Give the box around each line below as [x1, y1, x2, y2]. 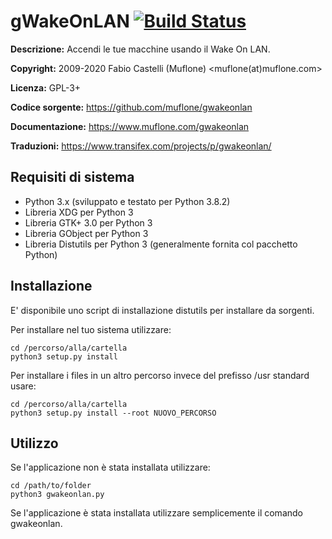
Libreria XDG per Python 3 [24, 206, 134, 218]
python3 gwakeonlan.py [10, 490, 105, 500]
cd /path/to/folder [10, 481, 92, 491]
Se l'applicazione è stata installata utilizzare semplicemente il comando [10, 507, 303, 519]
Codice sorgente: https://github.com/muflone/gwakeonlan [10, 101, 253, 113]
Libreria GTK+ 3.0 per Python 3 [24, 216, 153, 229]
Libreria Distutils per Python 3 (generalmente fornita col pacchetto [24, 238, 298, 250]
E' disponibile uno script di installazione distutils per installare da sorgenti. [10, 304, 315, 316]
